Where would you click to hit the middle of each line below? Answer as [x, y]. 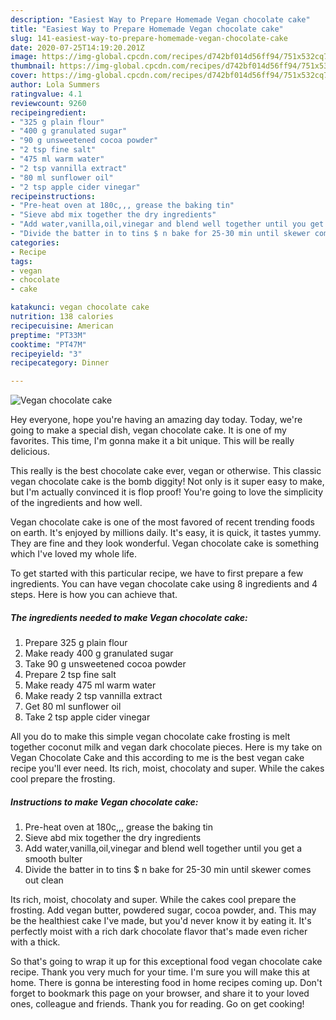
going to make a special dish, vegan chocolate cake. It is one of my [148, 430]
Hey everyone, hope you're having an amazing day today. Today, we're [156, 420]
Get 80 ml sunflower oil [73, 707]
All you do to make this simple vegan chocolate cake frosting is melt [150, 737]
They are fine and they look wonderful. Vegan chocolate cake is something [164, 543]
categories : [35, 242]
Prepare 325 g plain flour [76, 643]
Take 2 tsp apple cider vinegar [87, 717]
